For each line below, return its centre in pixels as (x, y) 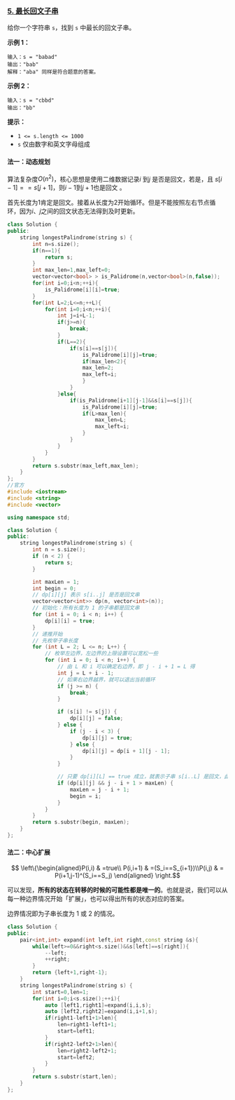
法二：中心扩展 (29, 852)
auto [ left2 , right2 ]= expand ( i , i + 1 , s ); (101, 1012)
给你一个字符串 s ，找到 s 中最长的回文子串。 (71, 28)
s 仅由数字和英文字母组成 (54, 144)
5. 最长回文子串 (33, 11)
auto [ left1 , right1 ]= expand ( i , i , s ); (98, 1005)
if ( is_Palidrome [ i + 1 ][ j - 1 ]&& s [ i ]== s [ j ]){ (131, 400)
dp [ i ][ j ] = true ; (107, 738)
